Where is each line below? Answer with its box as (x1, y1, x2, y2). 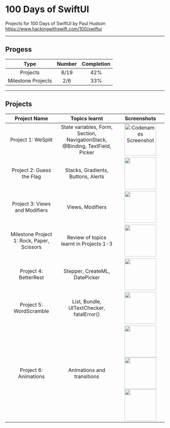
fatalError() (73, 311, 100, 318)
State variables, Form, (60, 123, 113, 130)
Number (57, 60, 77, 67)
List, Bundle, (72, 298, 102, 305)
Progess (5, 45, 32, 54)
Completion (81, 60, 111, 67)
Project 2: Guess (12, 167, 52, 174)
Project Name (14, 115, 49, 122)
